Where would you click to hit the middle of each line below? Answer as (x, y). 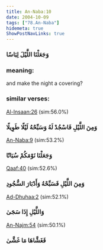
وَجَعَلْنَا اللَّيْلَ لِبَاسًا (28, 55)
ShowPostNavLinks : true (36, 34)
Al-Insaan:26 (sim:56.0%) (38, 112)
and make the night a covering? (44, 83)
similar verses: (28, 99)
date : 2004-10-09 (28, 17)
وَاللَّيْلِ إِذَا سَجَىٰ (25, 212)
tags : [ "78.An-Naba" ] (33, 23)
